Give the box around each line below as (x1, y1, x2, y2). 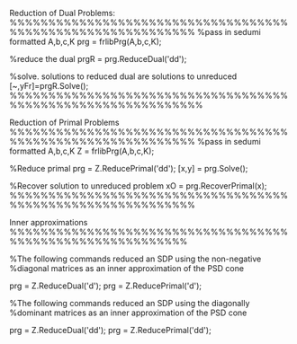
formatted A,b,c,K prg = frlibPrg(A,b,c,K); (9, 36, 162, 47)
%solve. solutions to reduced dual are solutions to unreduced (9, 71, 238, 82)
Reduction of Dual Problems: (9, 8, 115, 18)
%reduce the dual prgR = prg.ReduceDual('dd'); (9, 54, 187, 64)
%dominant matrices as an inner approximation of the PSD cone (9, 307, 247, 318)
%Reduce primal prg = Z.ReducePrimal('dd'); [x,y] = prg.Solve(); (9, 163, 248, 173)
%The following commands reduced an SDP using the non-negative (9, 253, 262, 264)
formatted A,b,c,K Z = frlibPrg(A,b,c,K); (9, 146, 155, 156)
